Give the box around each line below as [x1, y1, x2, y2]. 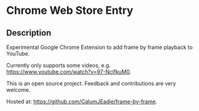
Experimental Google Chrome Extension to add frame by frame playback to [6, 43, 193, 51]
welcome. [6, 86, 31, 94]
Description [6, 28, 51, 38]
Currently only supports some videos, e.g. [6, 62, 111, 69]
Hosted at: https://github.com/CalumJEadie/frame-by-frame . [6, 98, 158, 105]
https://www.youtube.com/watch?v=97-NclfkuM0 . [6, 68, 131, 75]
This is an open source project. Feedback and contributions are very [6, 80, 176, 87]
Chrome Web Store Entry [6, 4, 134, 17]
